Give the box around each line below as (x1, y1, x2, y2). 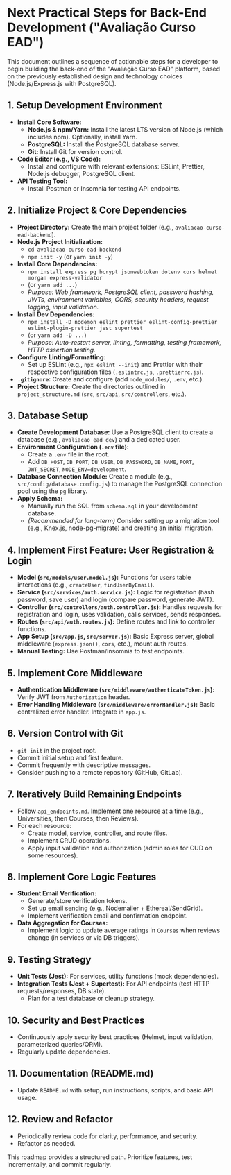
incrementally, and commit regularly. (7, 1160, 112, 1168)
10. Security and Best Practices (7, 1014, 145, 1026)
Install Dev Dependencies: (17, 310, 95, 318)
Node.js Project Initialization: (17, 237, 103, 246)
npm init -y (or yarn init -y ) (27, 252, 113, 261)
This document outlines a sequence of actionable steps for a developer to (7, 57, 219, 65)
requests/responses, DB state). (17, 987, 106, 995)
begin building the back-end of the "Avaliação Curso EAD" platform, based (7, 65, 221, 73)
